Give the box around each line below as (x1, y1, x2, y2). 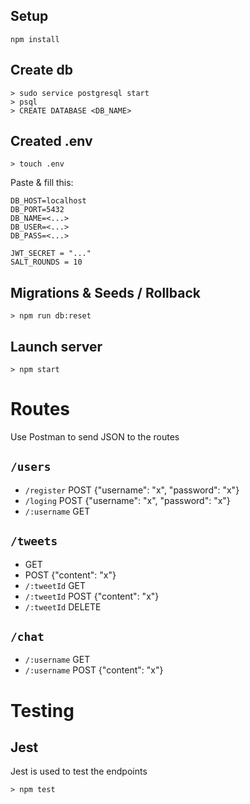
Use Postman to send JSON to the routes (10, 431, 180, 443)
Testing (10, 699, 75, 722)
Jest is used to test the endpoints (10, 765, 148, 778)
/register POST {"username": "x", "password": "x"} (24, 484, 240, 496)
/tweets (10, 534, 58, 549)
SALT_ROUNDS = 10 (10, 257, 83, 268)
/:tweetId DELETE (24, 600, 102, 613)
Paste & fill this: (10, 177, 74, 189)
